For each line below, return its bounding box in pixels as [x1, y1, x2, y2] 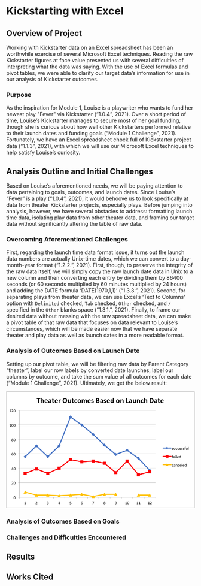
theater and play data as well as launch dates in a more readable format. [6, 331, 184, 339]
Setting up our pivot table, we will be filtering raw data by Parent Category [6, 360, 189, 367]
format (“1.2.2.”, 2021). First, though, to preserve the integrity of [36, 262, 193, 269]
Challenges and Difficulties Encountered [6, 533, 127, 542]
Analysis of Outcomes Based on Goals [6, 517, 120, 525]
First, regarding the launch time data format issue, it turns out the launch [6, 249, 185, 256]
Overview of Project [6, 28, 83, 38]
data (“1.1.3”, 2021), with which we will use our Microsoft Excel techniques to [6, 143, 194, 150]
